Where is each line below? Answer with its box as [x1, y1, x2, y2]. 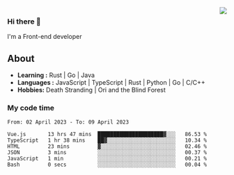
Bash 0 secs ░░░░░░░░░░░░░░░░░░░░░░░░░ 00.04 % [7, 161, 208, 169]
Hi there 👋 [7, 17, 42, 26]
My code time [7, 103, 54, 113]
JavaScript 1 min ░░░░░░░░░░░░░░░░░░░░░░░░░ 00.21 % [7, 156, 208, 162]
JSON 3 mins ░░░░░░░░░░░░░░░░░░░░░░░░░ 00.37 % [7, 149, 208, 156]
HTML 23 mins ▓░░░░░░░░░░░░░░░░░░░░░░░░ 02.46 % [7, 143, 208, 150]
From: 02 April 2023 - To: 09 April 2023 [7, 119, 130, 126]
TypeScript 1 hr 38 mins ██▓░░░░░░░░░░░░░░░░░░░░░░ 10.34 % [7, 137, 208, 144]
